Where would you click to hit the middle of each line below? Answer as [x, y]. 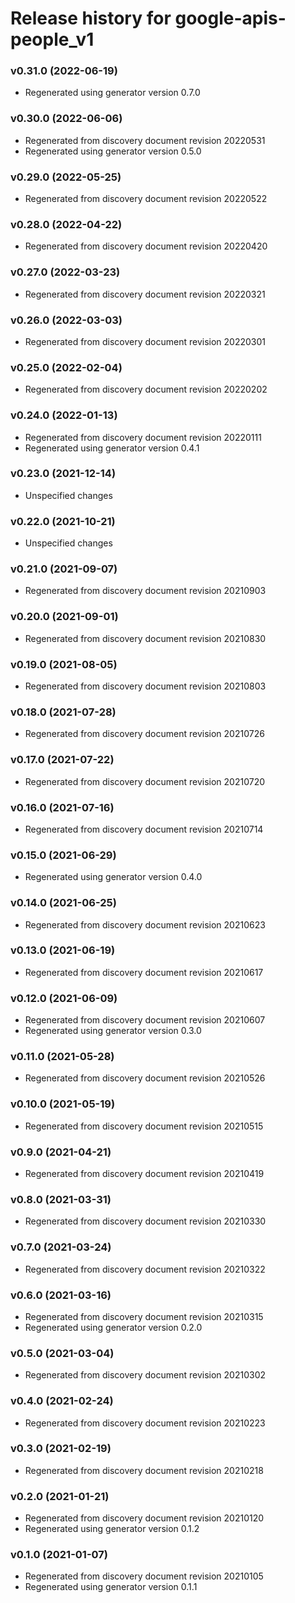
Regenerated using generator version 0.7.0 [112, 93]
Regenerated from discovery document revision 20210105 [144, 1576]
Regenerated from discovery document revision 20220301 [145, 341]
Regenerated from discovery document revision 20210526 [145, 1078]
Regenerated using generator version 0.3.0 [113, 1031]
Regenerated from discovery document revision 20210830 [145, 638]
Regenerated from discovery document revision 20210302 [145, 1375]
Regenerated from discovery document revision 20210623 [145, 924]
